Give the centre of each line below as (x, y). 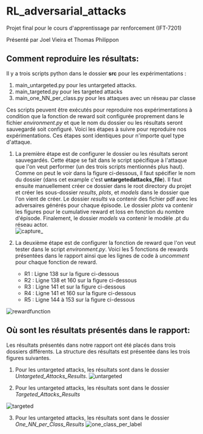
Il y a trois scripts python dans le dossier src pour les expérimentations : (96, 73)
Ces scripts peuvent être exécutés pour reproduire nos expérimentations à (99, 110)
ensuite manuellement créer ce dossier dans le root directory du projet (103, 185)
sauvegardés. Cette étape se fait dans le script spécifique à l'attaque (101, 160)
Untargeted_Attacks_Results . (51, 376)
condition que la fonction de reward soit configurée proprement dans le (95, 116)
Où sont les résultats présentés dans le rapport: (98, 331)
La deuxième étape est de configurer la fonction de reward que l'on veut (105, 242)
